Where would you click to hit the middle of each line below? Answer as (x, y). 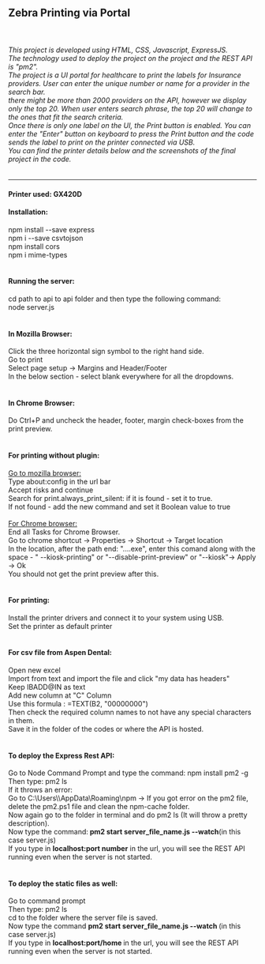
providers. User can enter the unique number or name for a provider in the (129, 84)
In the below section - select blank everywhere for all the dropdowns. (121, 377)
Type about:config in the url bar (60, 481)
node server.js (32, 307)
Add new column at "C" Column (60, 695)
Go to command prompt (47, 901)
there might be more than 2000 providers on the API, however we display (127, 100)
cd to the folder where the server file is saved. (83, 918)
